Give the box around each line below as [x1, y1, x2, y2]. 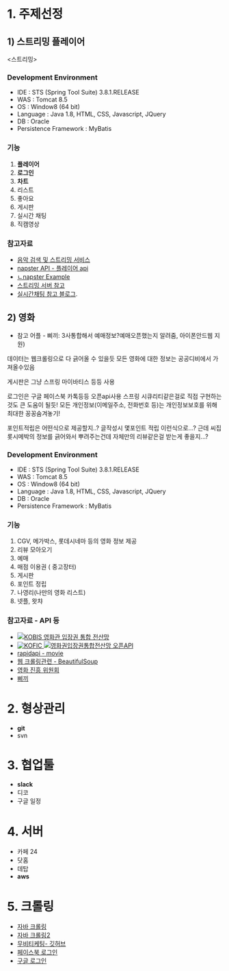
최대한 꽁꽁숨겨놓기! [7, 409, 60, 417]
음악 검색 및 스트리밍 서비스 [16, 255, 91, 264]
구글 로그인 [16, 957, 47, 965]
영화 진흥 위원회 [16, 665, 59, 674]
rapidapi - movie [16, 649, 64, 657]
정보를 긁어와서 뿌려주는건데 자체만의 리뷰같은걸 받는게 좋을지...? [36, 432, 208, 441]
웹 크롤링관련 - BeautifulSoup [16, 657, 98, 665]
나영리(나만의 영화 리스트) [16, 589, 86, 597]
